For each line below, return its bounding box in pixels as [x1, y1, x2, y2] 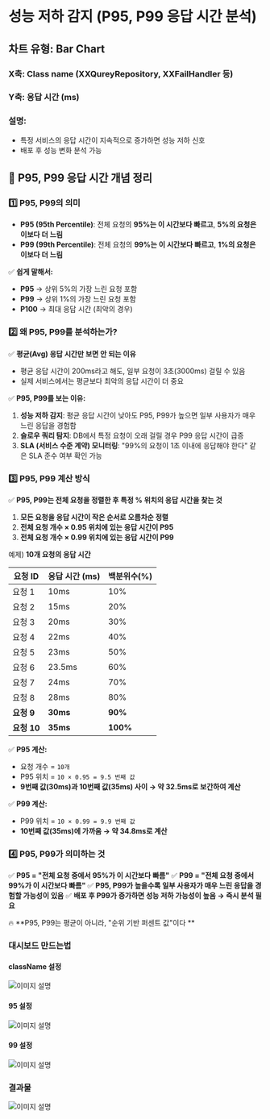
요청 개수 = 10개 [19, 762, 70, 771]
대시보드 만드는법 [8, 940, 72, 951]
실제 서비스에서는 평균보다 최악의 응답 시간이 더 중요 [19, 376, 184, 385]
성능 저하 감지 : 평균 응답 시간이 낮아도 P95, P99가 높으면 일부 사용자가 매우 [19, 410, 256, 420]
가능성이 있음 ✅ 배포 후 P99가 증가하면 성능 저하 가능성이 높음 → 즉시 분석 [23, 891, 254, 901]
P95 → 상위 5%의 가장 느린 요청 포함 [19, 284, 138, 294]
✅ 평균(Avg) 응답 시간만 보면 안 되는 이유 [8, 348, 137, 359]
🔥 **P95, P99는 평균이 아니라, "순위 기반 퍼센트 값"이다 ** [8, 918, 195, 928]
